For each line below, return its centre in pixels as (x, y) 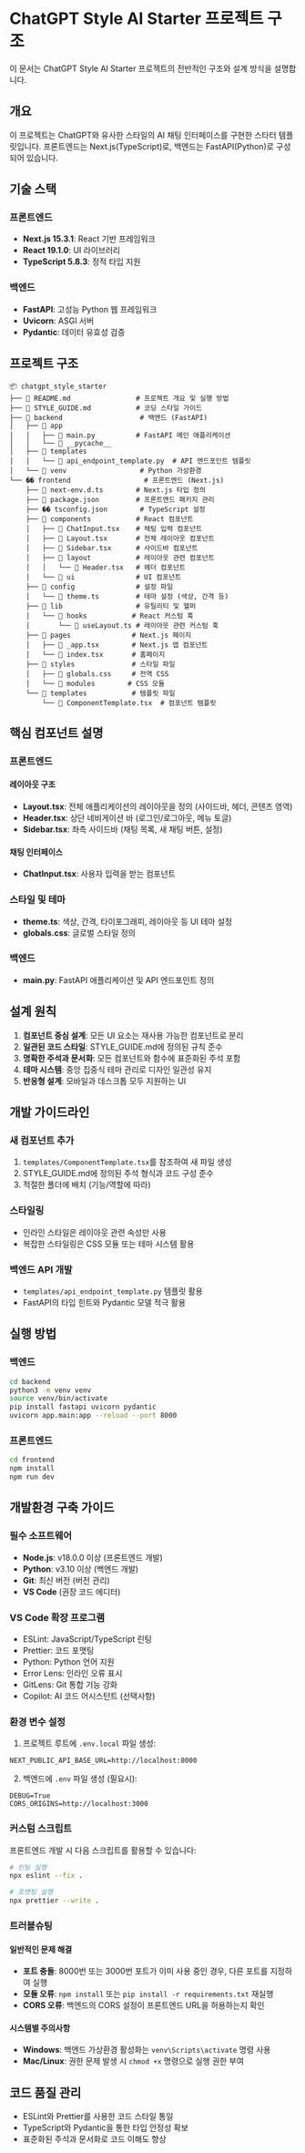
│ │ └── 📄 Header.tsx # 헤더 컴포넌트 (106, 567)
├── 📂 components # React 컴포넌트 (110, 519)
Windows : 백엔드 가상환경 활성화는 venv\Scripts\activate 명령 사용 (147, 2050)
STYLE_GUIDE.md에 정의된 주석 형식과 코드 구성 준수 (118, 1174)
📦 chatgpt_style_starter (58, 386)
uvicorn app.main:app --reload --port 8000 (93, 1416)
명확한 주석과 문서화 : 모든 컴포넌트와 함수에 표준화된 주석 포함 (132, 1058)
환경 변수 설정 (38, 1721)
